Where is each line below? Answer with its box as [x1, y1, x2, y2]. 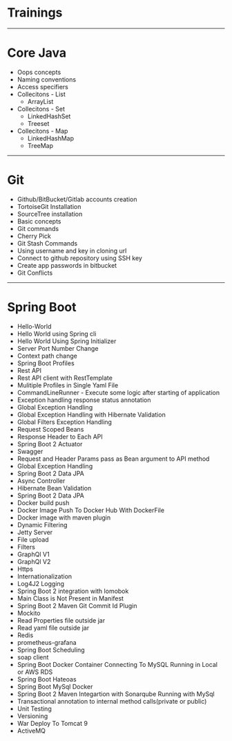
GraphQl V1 [17, 550, 50, 558]
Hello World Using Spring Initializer [17, 337, 117, 345]
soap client [17, 652, 49, 661]
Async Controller [17, 476, 66, 485]
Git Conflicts [17, 268, 53, 277]
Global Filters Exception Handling [17, 417, 113, 426]
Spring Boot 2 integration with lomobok [17, 587, 129, 595]
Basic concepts [17, 217, 61, 226]
